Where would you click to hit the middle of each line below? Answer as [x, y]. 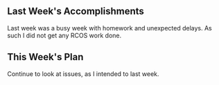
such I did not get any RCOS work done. [64, 35]
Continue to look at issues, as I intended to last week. [83, 74]
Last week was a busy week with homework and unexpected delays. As [110, 28]
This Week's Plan [45, 57]
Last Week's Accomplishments [76, 11]
